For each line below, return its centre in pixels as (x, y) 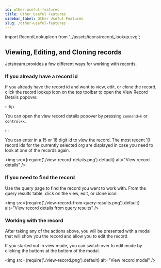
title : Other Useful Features (36, 14)
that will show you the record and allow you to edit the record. (67, 236)
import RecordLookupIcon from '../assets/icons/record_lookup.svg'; (73, 37)
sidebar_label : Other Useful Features (44, 18)
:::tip (9, 107)
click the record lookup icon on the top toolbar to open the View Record (76, 92)
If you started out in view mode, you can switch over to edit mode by (73, 245)
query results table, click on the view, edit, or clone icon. (61, 193)
